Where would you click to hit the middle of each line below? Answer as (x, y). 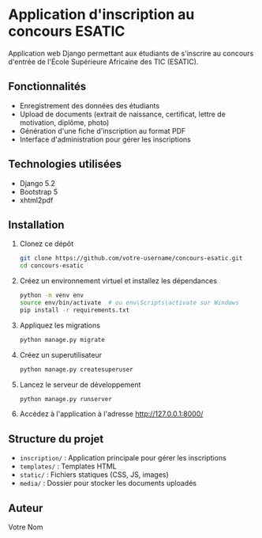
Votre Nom (26, 527)
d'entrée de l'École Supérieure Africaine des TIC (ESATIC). (103, 62)
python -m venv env (52, 296)
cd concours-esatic (52, 266)
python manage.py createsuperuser (76, 369)
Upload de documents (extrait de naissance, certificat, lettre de (123, 114)
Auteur (26, 508)
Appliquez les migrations (60, 325)
